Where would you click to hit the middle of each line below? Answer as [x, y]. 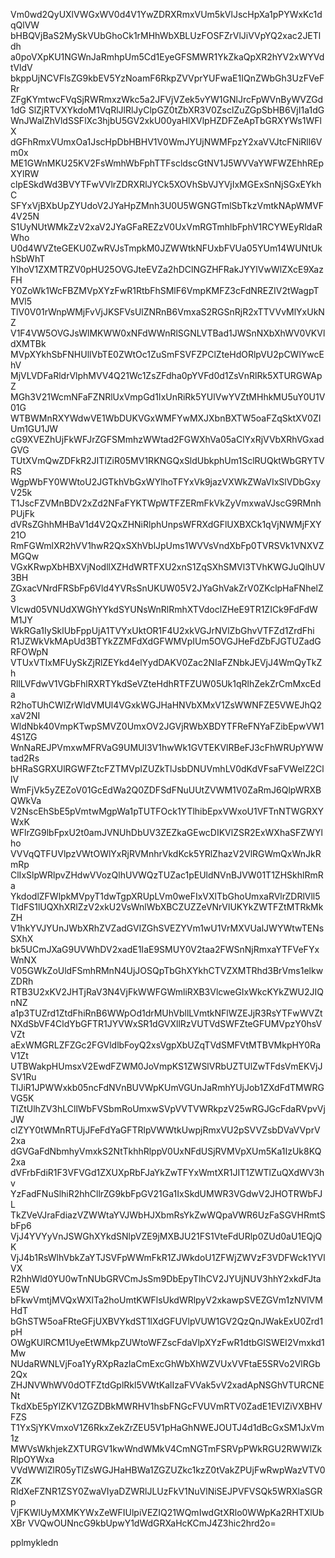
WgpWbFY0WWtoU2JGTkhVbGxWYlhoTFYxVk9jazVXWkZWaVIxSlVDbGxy [166, 482]
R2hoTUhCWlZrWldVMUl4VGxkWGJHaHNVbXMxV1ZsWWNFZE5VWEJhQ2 [166, 705]
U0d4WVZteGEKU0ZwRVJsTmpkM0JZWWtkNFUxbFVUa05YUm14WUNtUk [166, 248]
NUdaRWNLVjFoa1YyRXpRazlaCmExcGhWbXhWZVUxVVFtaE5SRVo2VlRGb [165, 1363]
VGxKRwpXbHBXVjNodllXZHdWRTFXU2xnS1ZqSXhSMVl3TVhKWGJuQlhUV [168, 567]
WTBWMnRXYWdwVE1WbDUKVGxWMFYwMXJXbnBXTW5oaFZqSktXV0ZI [166, 418]
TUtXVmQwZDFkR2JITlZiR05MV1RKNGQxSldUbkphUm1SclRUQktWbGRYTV [167, 460]
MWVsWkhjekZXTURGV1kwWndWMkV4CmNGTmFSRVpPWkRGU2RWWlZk [166, 1448]
